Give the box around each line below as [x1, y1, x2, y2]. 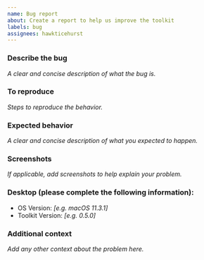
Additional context [7, 228, 72, 238]
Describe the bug [7, 54, 68, 63]
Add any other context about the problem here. [7, 244, 144, 254]
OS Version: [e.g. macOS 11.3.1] [17, 204, 108, 212]
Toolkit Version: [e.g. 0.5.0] [17, 211, 96, 219]
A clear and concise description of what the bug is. [7, 69, 156, 78]
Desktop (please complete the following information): [7, 187, 194, 197]
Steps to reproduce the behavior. [7, 103, 103, 111]
